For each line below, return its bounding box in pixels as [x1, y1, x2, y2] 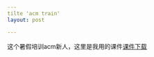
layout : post [7, 16, 45, 23]
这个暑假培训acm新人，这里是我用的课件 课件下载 [7, 42, 148, 50]
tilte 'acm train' [7, 10, 60, 17]
